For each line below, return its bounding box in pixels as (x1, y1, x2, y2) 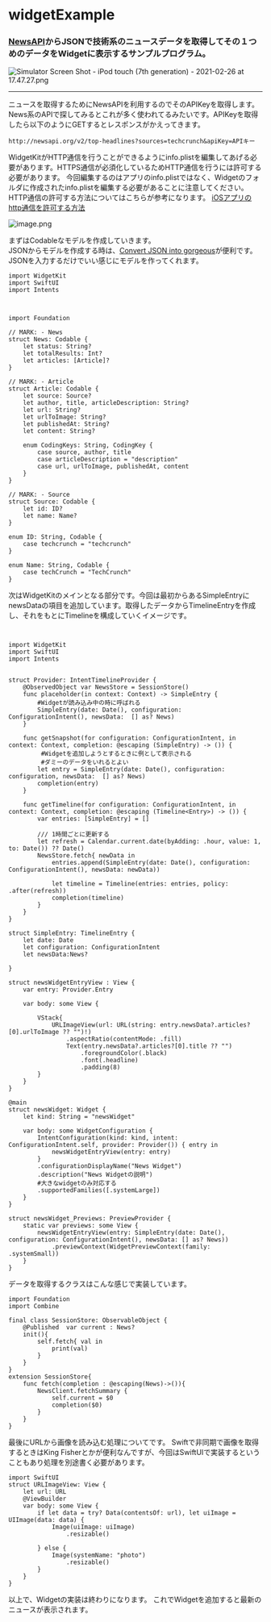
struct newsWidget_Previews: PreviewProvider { (8, 1215, 172, 1223)
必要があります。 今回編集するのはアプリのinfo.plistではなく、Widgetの (8, 173, 246, 182)
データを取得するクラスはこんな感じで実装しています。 (8, 1279, 191, 1289)
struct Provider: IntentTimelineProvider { (8, 676, 157, 685)
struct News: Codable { (8, 336, 89, 344)
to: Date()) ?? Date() (8, 844, 85, 853)
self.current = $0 (51, 1394, 114, 1403)
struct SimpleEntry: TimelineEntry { (8, 929, 135, 937)
